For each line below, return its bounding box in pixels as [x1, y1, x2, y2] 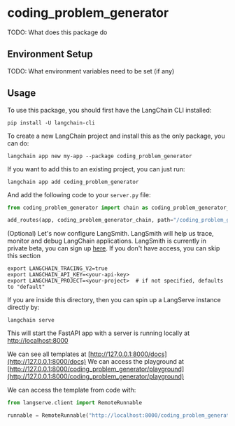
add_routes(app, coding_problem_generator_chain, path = [7, 217, 173, 224]
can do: [7, 139, 29, 148]
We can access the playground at [87, 357, 184, 366]
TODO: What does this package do [7, 28, 108, 36]
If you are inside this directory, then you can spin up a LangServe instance [7, 296, 222, 304]
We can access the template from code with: [7, 386, 136, 395]
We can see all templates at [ [7, 350, 91, 358]
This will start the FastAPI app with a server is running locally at [7, 329, 190, 337]
